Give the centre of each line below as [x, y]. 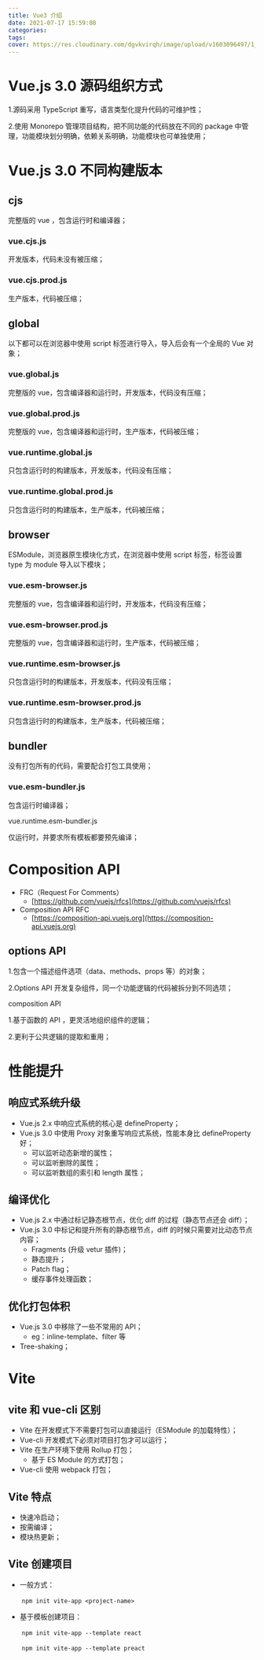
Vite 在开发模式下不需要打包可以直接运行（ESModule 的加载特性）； [128, 1430]
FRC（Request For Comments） [71, 892]
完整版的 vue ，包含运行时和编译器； [68, 221]
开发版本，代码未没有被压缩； [56, 259]
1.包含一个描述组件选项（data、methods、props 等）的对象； [108, 971]
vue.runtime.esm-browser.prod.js [75, 703]
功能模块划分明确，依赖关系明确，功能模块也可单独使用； [115, 136]
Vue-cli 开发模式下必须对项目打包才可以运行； [94, 1440]
